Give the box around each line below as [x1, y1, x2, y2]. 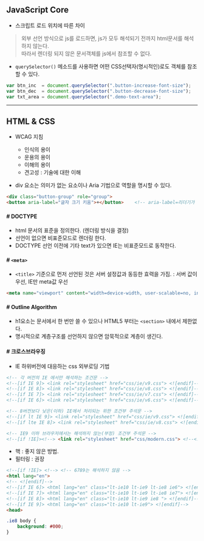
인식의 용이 [24, 146, 50, 154]
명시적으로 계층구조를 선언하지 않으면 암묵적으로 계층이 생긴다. [15, 333, 163, 340]
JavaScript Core [6, 5, 69, 15]
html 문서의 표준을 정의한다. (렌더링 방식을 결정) [15, 227, 129, 234]
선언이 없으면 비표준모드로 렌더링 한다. [15, 234, 106, 242]
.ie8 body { [6, 518, 36, 524]
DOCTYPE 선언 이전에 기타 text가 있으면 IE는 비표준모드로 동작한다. [15, 242, 176, 250]
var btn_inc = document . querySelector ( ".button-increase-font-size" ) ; [6, 82, 191, 89]
